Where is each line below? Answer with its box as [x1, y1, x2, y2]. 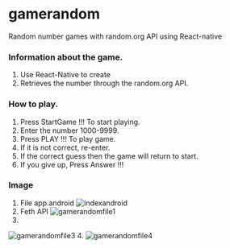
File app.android [19, 198, 75, 208]
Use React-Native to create [19, 70, 111, 80]
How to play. [8, 98, 59, 110]
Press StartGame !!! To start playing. [19, 117, 140, 126]
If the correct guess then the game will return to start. [19, 151, 199, 161]
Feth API [19, 206, 48, 216]
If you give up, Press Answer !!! [19, 159, 124, 169]
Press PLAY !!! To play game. [19, 134, 116, 143]
